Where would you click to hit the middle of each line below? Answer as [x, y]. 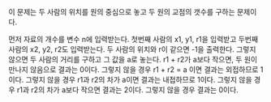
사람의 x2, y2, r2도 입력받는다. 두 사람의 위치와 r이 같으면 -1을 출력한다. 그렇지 [132, 49]
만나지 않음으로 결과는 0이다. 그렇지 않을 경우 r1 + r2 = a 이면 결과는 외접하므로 [133, 70]
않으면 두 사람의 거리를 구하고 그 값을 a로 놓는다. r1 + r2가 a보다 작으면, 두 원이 [133, 59]
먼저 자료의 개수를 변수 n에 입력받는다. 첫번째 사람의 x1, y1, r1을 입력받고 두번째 [133, 39]
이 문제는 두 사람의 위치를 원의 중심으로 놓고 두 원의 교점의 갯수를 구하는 [122, 12]
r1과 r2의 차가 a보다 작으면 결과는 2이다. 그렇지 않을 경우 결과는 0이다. [128, 90]
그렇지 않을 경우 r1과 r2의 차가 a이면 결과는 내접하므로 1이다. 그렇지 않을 [139, 80]
